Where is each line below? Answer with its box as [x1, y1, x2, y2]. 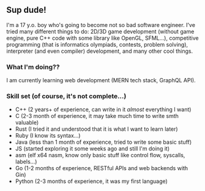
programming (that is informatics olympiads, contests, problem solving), [6, 41, 188, 48]
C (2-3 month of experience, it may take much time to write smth [15, 112, 179, 120]
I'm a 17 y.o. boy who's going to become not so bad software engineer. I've [6, 21, 196, 28]
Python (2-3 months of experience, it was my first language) [15, 177, 168, 185]
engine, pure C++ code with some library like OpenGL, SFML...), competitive [6, 34, 199, 42]
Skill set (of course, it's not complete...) [6, 92, 127, 101]
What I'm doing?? [6, 63, 60, 71]
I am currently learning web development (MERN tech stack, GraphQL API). [6, 77, 196, 84]
